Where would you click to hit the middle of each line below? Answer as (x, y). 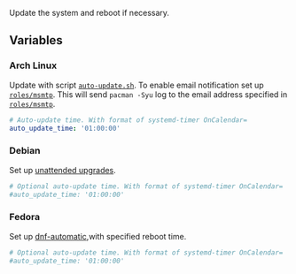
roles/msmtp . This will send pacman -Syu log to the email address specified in (148, 94)
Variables (36, 40)
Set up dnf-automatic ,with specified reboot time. (98, 236)
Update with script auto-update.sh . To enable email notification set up (136, 85)
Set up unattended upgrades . (63, 170)
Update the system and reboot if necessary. (90, 13)
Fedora (25, 217)
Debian (25, 151)
